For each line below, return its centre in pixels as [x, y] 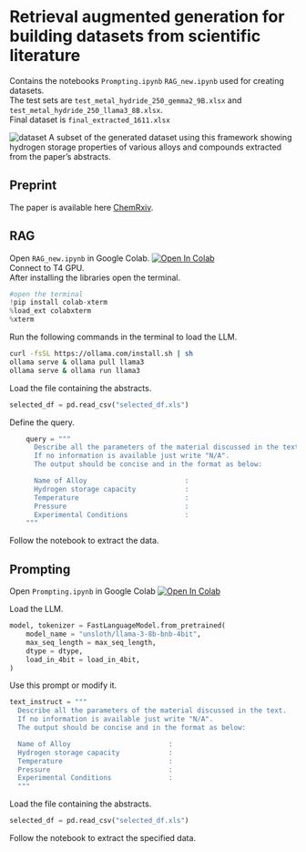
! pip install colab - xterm [58, 303]
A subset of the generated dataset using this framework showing [170, 137]
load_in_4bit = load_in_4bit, [83, 660]
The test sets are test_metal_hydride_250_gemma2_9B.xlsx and [126, 100]
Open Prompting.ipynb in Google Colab [83, 591]
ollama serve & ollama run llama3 [75, 370]
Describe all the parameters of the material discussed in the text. [152, 711]
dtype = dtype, [55, 651]
